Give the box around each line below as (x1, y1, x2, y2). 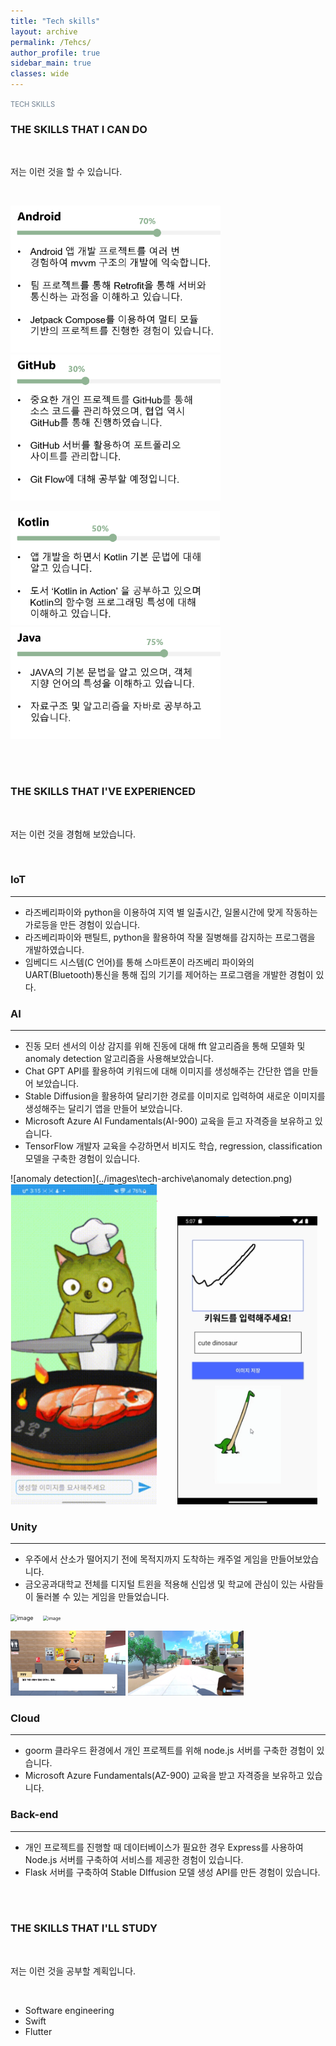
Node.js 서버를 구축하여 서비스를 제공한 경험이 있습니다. (24, 1853, 244, 1865)
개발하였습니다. (24, 943, 85, 955)
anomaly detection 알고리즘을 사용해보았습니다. (24, 1053, 215, 1065)
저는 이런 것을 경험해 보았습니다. (10, 828, 137, 840)
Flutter (24, 2025, 53, 2037)
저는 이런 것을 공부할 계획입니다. (10, 1965, 137, 1977)
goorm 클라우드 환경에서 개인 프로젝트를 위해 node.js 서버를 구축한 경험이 (24, 1745, 315, 1757)
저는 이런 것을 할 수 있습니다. (10, 166, 123, 178)
